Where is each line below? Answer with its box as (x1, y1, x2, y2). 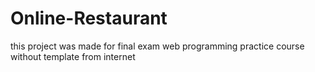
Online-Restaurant (10, 7, 168, 30)
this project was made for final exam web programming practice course (10, 40, 305, 52)
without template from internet (10, 50, 136, 62)
